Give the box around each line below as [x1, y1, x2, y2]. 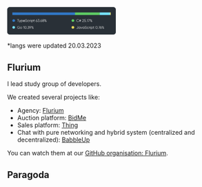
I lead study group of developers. [7, 80, 102, 88]
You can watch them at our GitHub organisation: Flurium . [7, 149, 169, 157]
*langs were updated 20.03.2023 [7, 41, 101, 50]
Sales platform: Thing [17, 121, 79, 129]
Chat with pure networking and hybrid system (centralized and [17, 129, 195, 137]
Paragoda [7, 168, 50, 181]
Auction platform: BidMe [17, 113, 87, 122]
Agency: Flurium [17, 107, 64, 115]
